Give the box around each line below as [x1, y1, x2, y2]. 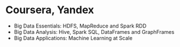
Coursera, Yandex [5, 3, 94, 17]
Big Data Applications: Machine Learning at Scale [13, 34, 133, 41]
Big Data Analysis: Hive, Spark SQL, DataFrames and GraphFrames [13, 28, 175, 35]
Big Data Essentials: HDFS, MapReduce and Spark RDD [13, 22, 147, 29]
